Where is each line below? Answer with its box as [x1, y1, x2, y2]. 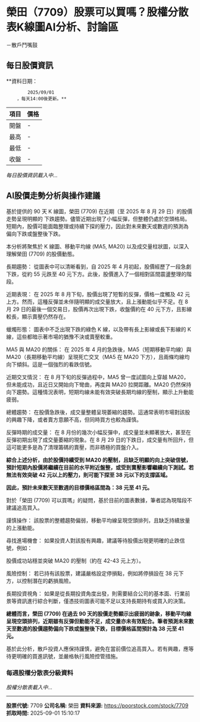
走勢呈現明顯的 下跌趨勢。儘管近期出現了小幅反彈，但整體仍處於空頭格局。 [6, 215, 190, 222]
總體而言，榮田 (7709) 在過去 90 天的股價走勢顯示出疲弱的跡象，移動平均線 [6, 610, 192, 617]
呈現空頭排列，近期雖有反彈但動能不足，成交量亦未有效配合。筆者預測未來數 [6, 617, 194, 625]
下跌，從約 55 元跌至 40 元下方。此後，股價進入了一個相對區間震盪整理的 [6, 270, 187, 278]
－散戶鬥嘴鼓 [6, 41, 37, 48]
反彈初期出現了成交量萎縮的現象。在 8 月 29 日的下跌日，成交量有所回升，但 [6, 436, 194, 443]
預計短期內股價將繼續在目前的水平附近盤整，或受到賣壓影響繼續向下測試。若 [6, 463, 194, 471]
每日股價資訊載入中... [6, 171, 58, 179]
